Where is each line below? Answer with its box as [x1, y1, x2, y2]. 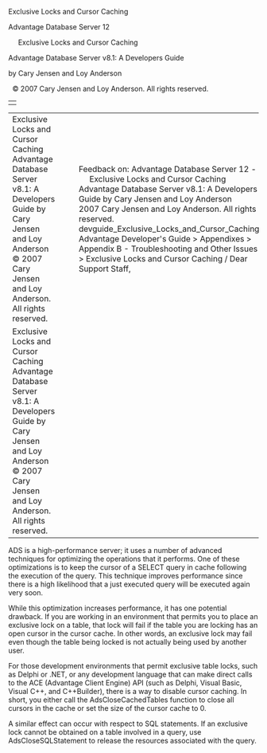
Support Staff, [78, 263, 131, 274]
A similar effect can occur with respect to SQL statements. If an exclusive [8, 719, 248, 728]
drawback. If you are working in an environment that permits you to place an [8, 612, 258, 621]
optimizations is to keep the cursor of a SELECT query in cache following [8, 563, 247, 572]
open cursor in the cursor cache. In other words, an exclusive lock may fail [8, 629, 253, 638]
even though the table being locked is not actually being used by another [8, 637, 247, 646]
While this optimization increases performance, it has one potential [8, 603, 227, 613]
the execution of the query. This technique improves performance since [8, 571, 243, 580]
